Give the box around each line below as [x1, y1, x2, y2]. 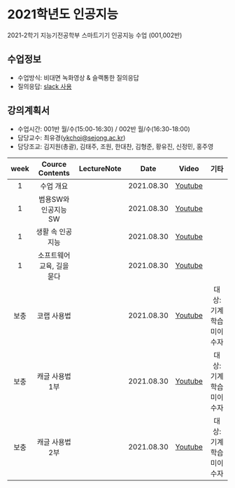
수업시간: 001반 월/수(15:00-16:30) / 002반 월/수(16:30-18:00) [17, 124, 190, 133]
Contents [38, 168, 70, 177]
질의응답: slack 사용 [17, 82, 72, 90]
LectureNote [79, 163, 122, 173]
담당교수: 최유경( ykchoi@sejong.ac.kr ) [17, 133, 126, 142]
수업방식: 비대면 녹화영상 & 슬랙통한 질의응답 [17, 73, 140, 81]
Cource [41, 159, 67, 169]
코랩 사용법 [36, 311, 71, 320]
